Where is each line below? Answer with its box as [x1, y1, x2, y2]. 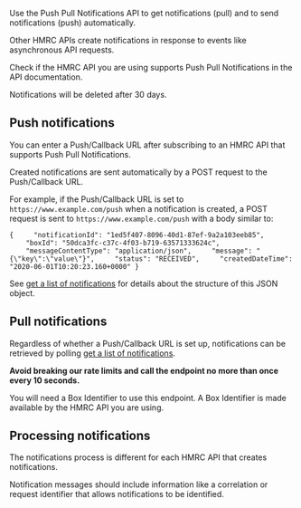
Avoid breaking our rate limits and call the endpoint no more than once [9, 365, 278, 376]
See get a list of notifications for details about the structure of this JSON [9, 278, 278, 289]
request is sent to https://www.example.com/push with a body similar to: [9, 213, 274, 224]
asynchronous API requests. [9, 44, 115, 55]
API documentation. [9, 72, 83, 82]
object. [9, 287, 36, 298]
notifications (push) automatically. [9, 17, 136, 28]
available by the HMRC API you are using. [9, 402, 165, 413]
